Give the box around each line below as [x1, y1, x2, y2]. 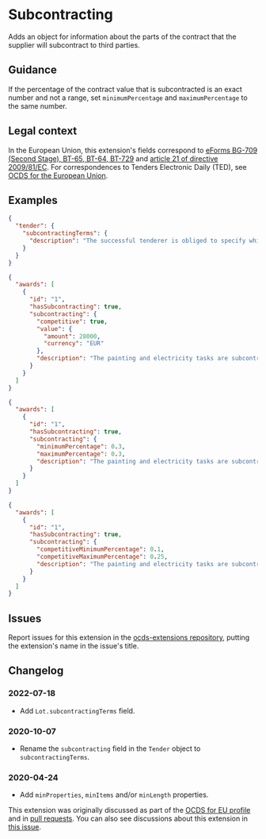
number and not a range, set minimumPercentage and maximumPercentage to [8, 93, 248, 102]
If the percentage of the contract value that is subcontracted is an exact [8, 84, 243, 94]
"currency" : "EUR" [43, 340, 104, 348]
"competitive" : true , [36, 318, 108, 325]
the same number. [8, 101, 67, 110]
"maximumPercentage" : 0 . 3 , [36, 450, 126, 458]
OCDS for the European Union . [8, 171, 108, 180]
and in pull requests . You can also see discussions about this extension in [8, 814, 248, 823]
